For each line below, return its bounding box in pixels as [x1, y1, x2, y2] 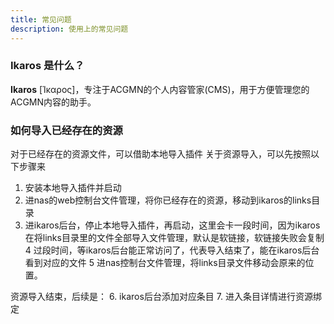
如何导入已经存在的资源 [10, 123, 123, 137]
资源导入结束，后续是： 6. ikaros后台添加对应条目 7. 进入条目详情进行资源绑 [10, 291, 322, 303]
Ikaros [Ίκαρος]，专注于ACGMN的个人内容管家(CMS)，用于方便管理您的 [10, 83, 310, 95]
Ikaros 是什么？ [10, 59, 85, 73]
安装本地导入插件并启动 [24, 182, 122, 194]
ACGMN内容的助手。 [10, 96, 97, 108]
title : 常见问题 [10, 14, 72, 25]
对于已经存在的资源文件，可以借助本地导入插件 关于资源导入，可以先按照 [10, 148, 311, 160]
